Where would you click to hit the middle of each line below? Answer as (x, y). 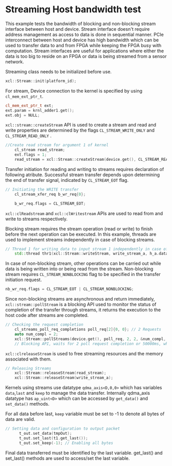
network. (15, 61)
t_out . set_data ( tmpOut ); (45, 434)
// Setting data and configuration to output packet (63, 429)
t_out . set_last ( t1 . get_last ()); (53, 438)
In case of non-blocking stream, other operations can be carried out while (83, 263)
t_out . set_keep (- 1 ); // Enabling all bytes (66, 443)
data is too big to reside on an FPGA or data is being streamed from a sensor (86, 56)
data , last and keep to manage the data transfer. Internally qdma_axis (78, 393)
